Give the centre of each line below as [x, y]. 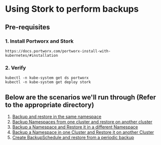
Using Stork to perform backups [72, 9]
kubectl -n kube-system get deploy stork [48, 82]
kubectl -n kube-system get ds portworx [47, 78]
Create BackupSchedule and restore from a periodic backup [73, 137]
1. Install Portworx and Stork [39, 41]
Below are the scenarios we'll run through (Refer [80, 97]
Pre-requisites [27, 27]
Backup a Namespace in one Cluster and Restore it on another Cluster [83, 132]
